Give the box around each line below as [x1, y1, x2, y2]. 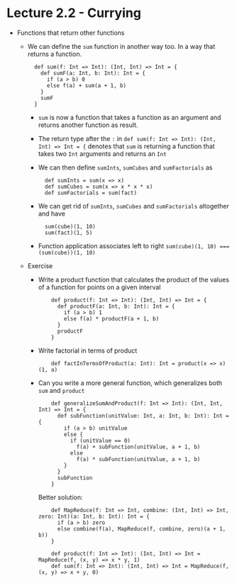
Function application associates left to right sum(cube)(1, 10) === [38, 241, 230, 250]
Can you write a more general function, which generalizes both [38, 378, 223, 387]
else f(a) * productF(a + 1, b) [63, 315, 160, 322]
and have [38, 209, 65, 218]
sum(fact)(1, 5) [44, 229, 93, 236]
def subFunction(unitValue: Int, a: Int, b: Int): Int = [57, 412, 229, 419]
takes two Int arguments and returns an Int [38, 149, 167, 157]
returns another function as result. [38, 121, 138, 129]
